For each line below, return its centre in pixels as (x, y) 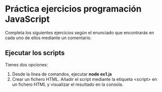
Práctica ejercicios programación (73, 9)
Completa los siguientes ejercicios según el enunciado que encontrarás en (80, 32)
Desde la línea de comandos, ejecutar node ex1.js (62, 74)
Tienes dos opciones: (27, 64)
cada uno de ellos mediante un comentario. (48, 38)
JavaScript (27, 19)
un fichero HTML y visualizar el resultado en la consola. (68, 84)
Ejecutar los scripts (35, 53)
